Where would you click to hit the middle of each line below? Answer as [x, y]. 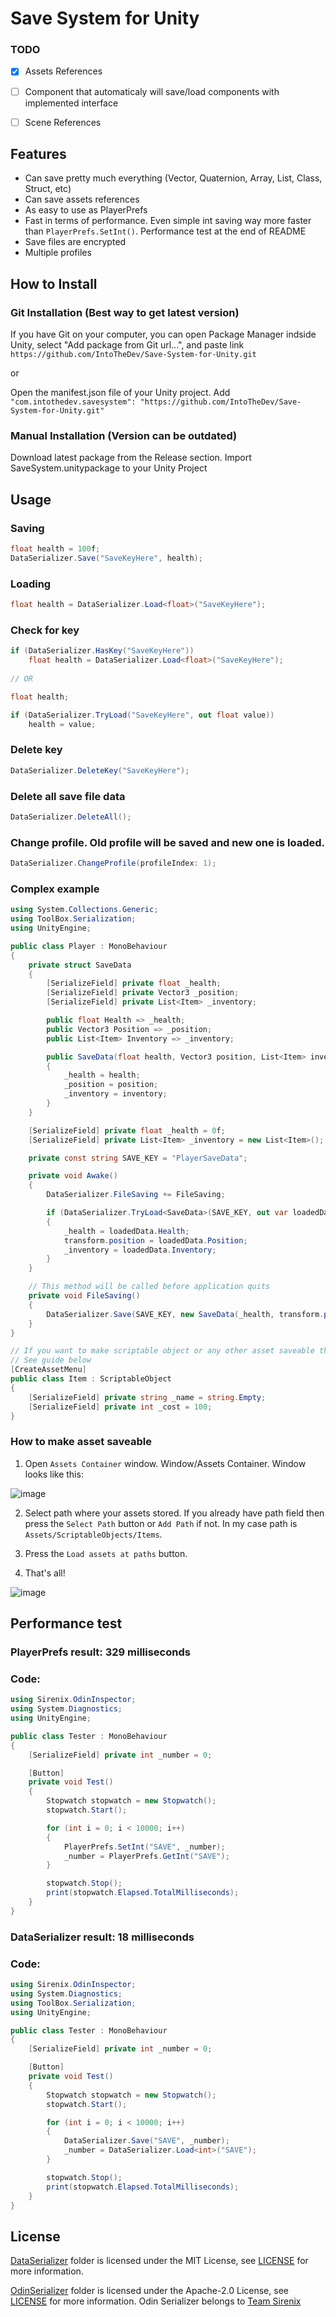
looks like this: [54, 1474]
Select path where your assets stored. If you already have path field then [174, 1513]
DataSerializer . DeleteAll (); [71, 817]
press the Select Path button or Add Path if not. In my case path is [161, 1523]
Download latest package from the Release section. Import [131, 458]
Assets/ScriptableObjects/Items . [93, 1534]
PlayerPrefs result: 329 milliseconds [100, 1652]
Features [38, 154]
